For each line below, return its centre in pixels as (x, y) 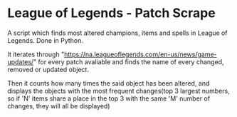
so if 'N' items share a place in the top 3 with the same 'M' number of (109, 98)
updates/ (21, 61)
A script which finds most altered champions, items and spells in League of (117, 33)
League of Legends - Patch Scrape (111, 13)
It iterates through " (36, 54)
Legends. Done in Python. (46, 40)
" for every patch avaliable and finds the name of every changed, (128, 61)
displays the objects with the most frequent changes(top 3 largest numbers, (118, 91)
